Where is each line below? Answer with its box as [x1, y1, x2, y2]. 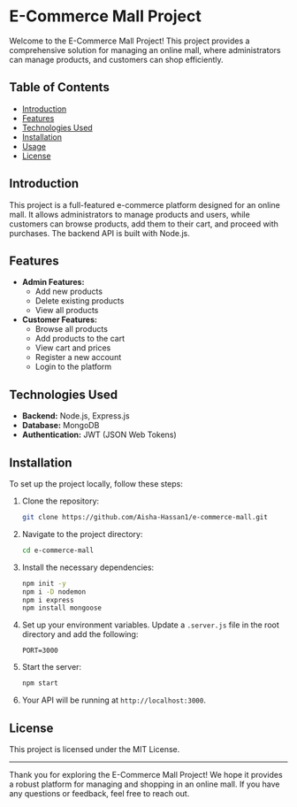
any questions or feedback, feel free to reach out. [9, 788, 190, 798]
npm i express [21, 596, 74, 604]
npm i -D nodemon [21, 587, 87, 596]
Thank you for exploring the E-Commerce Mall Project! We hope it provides [9, 769, 283, 780]
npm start [21, 679, 59, 688]
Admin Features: [21, 277, 85, 288]
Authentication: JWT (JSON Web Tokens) [21, 429, 177, 440]
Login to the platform [34, 361, 112, 373]
